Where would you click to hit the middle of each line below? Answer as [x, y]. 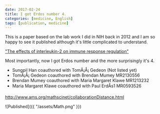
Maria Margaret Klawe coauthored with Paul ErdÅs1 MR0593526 [77, 86]
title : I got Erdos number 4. [36, 14]
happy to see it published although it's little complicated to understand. [76, 42]
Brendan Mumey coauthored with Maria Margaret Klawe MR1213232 [80, 81]
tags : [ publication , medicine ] [37, 23]
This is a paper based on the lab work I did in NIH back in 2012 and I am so [80, 37]
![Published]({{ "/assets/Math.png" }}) [43, 107]
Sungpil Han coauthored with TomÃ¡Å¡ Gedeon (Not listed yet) [75, 70]
